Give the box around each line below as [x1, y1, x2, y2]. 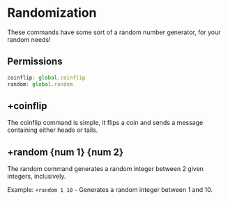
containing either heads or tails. [7, 126, 98, 134]
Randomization [7, 5, 97, 21]
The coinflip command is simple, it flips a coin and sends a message [7, 119, 204, 127]
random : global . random [7, 80, 73, 88]
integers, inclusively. [7, 172, 66, 181]
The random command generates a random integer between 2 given [7, 165, 204, 173]
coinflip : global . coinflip [7, 74, 86, 81]
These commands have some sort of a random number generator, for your [7, 28, 221, 36]
